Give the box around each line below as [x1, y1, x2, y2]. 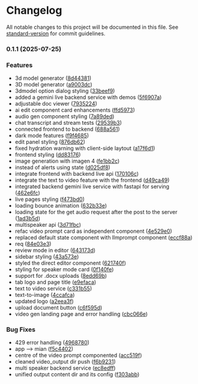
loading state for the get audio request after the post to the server [14, 208, 178, 216]
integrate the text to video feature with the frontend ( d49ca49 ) [14, 176, 170, 184]
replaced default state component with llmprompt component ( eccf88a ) [14, 234, 193, 241]
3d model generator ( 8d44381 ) [14, 74, 92, 82]
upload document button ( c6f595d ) [14, 304, 103, 311]
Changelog [6, 4, 62, 17]
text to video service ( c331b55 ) [14, 285, 92, 292]
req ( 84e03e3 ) [14, 241, 52, 248]
